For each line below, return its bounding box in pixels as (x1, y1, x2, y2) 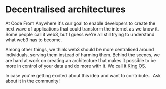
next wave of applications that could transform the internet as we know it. (5, 25, 159, 32)
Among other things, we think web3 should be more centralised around (5, 46, 154, 52)
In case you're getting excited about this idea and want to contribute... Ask (5, 72, 161, 78)
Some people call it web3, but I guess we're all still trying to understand (5, 31, 155, 37)
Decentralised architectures (5, 4, 126, 15)
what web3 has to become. (5, 37, 62, 43)
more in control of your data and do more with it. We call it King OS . (5, 63, 146, 69)
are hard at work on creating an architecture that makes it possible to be (5, 57, 156, 63)
